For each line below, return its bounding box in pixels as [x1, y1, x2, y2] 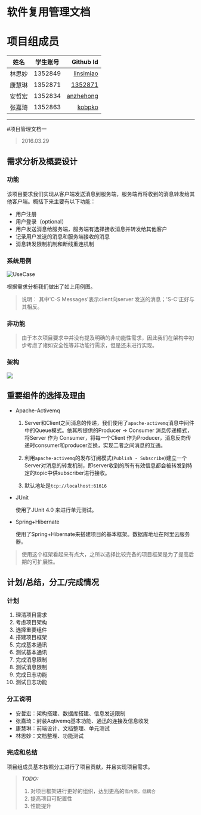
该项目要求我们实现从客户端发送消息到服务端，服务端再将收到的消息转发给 [7, 190, 190, 197]
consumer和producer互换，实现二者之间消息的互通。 [35, 442, 166, 449]
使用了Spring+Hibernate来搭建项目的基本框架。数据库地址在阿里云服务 [15, 530, 190, 538]
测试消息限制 [15, 664, 47, 671]
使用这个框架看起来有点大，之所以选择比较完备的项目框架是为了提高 [21, 550, 189, 557]
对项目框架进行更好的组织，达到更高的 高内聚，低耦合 [30, 787, 156, 795]
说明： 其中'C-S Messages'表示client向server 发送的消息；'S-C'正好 [21, 296, 190, 303]
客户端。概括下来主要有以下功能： [11, 198, 96, 205]
